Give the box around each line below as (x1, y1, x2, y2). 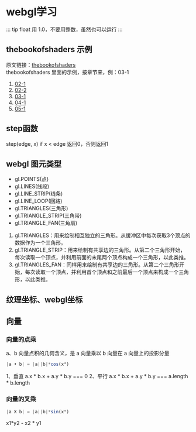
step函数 (6, 124, 38, 133)
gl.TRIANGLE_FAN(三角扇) (14, 220, 78, 227)
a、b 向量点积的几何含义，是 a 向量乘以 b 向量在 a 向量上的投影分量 (6, 349, 170, 357)
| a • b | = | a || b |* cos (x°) (6, 361, 69, 368)
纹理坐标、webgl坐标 (6, 294, 83, 304)
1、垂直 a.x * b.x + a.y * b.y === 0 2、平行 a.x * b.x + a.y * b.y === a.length (6, 373, 188, 380)
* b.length (6, 379, 30, 386)
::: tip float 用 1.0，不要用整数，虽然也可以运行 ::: (6, 26, 123, 33)
